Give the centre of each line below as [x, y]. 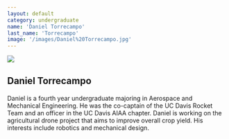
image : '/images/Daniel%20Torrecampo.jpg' [69, 40]
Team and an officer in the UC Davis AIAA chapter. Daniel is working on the [114, 113]
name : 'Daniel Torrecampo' [46, 26]
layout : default [31, 14]
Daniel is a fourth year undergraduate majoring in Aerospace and [100, 99]
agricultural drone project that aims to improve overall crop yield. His [105, 121]
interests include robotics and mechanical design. [78, 128]
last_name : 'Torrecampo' [43, 33]
